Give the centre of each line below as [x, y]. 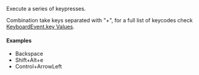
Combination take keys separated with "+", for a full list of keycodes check [99, 20]
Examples [19, 40]
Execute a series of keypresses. [46, 9]
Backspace [29, 54]
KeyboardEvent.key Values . [40, 27]
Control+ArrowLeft [39, 67]
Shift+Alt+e [29, 60]
